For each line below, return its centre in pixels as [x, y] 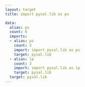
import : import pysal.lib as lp [47, 68]
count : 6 [18, 32]
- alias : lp [22, 59]
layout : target [21, 9]
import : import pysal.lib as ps [47, 50]
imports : [18, 36]
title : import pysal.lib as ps [37, 14]
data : [11, 23]
